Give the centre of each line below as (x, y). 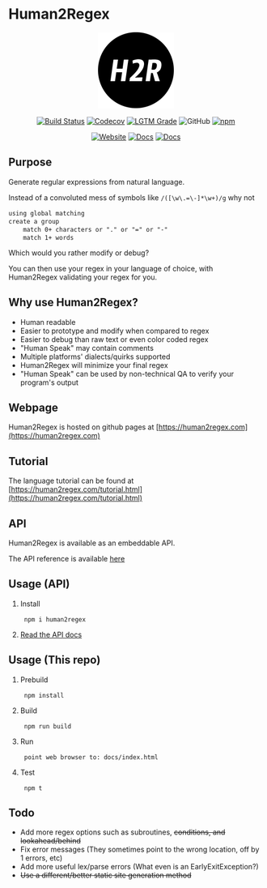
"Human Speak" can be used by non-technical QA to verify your (127, 374)
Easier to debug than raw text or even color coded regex (114, 339)
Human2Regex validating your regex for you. (83, 277)
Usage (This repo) (55, 660)
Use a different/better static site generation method (106, 875)
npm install (44, 695)
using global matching (47, 213)
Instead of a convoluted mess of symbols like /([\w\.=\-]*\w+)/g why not (131, 197)
